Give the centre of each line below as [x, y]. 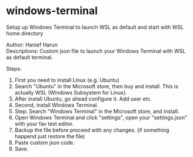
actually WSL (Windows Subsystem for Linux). [71, 92]
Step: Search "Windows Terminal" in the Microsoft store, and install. [97, 111]
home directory [25, 33]
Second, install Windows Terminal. [56, 105]
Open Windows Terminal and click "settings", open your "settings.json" [101, 117]
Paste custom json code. [44, 142]
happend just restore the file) [50, 136]
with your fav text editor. [44, 123]
